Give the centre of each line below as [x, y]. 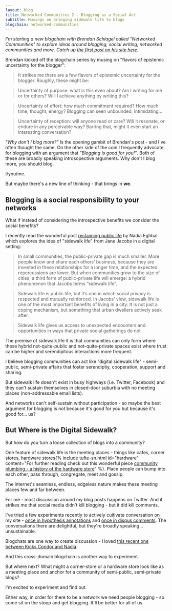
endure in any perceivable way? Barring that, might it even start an [88, 127]
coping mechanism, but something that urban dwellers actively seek [90, 310]
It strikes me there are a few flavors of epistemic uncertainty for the [89, 75]
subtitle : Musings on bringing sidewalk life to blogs [65, 19]
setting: [13, 247]
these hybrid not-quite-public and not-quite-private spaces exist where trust [86, 346]
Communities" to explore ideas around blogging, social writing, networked [84, 45]
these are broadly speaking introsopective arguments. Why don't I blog [80, 158]
